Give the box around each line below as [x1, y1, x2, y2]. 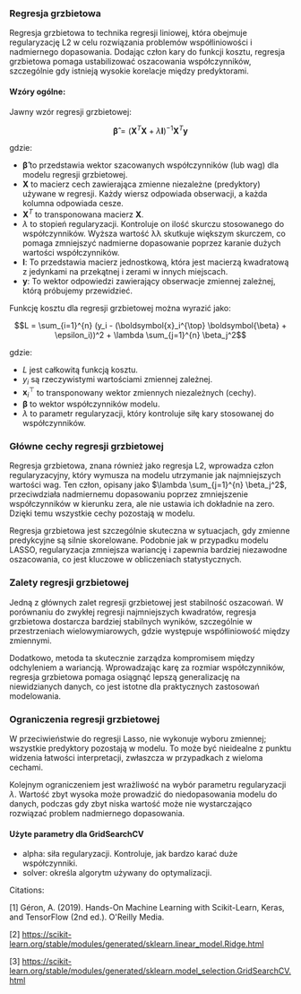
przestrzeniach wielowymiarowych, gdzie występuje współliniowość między [9, 625, 290, 636]
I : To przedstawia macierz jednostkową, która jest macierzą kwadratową [21, 257, 289, 267]
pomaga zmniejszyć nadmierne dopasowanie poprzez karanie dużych [21, 237, 281, 248]
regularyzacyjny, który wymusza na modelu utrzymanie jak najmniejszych [9, 470, 281, 481]
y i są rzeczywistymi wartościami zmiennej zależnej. [21, 373, 213, 387]
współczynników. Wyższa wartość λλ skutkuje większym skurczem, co [21, 228, 287, 239]
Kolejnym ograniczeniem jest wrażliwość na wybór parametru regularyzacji [9, 779, 287, 789]
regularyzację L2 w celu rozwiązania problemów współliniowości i [9, 37, 253, 48]
